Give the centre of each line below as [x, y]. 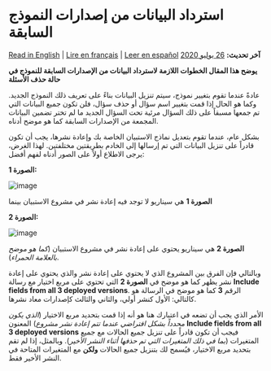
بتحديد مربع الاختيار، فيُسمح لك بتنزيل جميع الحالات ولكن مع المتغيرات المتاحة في [130, 349]
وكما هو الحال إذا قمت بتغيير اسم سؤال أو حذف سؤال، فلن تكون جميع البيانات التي [133, 103]
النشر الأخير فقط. [35, 358]
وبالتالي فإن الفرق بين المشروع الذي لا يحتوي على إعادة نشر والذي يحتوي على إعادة [135, 273]
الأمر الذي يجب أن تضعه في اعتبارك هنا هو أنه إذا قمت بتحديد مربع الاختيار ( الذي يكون [136, 314]
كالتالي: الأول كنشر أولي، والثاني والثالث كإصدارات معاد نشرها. [103, 299]
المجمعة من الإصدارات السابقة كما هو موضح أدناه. [83, 120]
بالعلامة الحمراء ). [34, 257]
